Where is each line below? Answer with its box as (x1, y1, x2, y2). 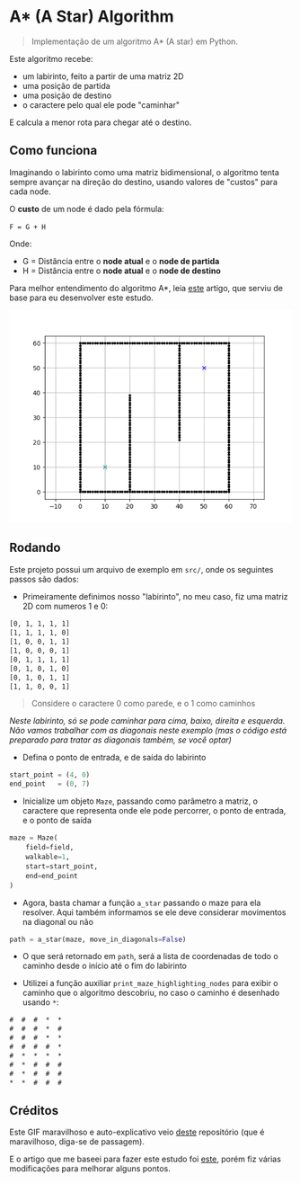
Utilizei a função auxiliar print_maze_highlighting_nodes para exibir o (22, 978, 278, 989)
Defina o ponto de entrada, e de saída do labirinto (22, 752, 207, 762)
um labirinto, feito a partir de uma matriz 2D (22, 70, 184, 82)
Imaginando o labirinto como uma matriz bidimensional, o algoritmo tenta (9, 166, 280, 177)
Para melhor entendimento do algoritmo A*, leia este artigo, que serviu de (9, 282, 283, 293)
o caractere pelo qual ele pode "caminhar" (22, 99, 180, 110)
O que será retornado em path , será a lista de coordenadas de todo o (22, 951, 278, 962)
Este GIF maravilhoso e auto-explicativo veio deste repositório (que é (9, 1126, 265, 1138)
